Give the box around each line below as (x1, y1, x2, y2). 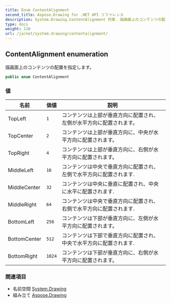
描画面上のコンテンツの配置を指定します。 (5, 64, 94, 70)
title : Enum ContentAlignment (5, 7, 70, 13)
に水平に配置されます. (62, 188, 115, 195)
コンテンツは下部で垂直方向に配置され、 (62, 232, 159, 239)
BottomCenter (8, 235, 42, 242)
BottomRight (8, 253, 38, 260)
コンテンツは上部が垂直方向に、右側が (62, 146, 154, 153)
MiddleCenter (8, 184, 41, 191)
